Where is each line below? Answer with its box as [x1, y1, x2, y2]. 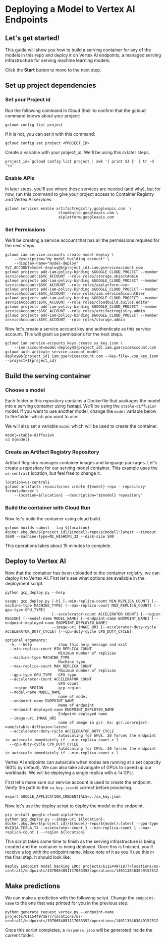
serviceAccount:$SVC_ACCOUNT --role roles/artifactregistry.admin [5, 309, 145, 314]
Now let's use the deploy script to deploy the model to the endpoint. [5, 803, 144, 809]
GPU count [58, 681, 79, 686]
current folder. [5, 933, 35, 939]
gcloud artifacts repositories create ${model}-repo [5, 484, 116, 489]
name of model [58, 694, 88, 699]
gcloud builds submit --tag [5, 525, 63, 530]
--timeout [136, 529, 156, 535]
